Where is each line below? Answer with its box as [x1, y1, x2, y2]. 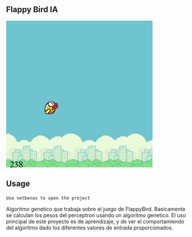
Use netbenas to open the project [6, 195, 91, 201]
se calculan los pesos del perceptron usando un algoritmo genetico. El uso [6, 211, 186, 219]
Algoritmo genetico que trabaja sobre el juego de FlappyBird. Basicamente [6, 205, 186, 212]
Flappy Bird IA [6, 5, 59, 15]
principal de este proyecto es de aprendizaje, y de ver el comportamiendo [6, 218, 184, 225]
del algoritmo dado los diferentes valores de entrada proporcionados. [6, 224, 174, 231]
